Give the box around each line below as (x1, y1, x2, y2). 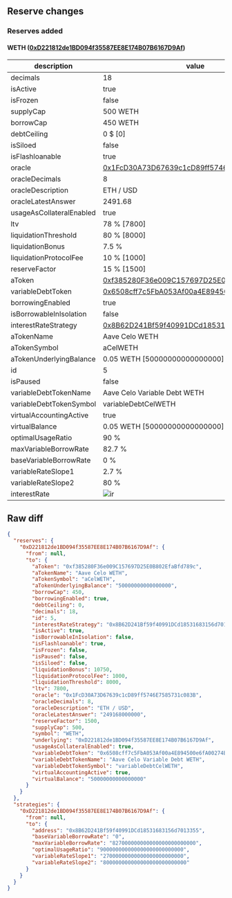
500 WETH (102, 107, 139, 116)
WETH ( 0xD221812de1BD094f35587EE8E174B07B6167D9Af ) (7, 43, 186, 51)
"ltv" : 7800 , (32, 685, 70, 692)
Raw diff (7, 512, 43, 524)
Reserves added (7, 26, 64, 36)
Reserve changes (7, 6, 84, 17)
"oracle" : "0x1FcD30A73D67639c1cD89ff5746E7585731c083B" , (32, 692, 202, 699)
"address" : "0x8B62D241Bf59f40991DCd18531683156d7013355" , (32, 827, 206, 834)
